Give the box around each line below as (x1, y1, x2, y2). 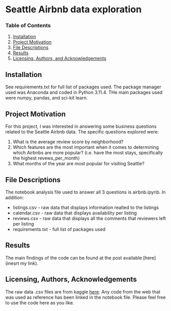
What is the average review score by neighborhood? (12, 139, 124, 145)
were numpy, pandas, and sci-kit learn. (5, 95, 88, 101)
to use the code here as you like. (5, 299, 74, 306)
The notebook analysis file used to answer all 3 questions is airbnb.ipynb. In (5, 189, 166, 195)
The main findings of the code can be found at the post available (5, 255, 142, 261)
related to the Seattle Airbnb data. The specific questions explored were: (5, 129, 159, 135)
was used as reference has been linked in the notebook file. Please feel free (5, 294, 166, 300)
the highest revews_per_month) (12, 155, 80, 161)
